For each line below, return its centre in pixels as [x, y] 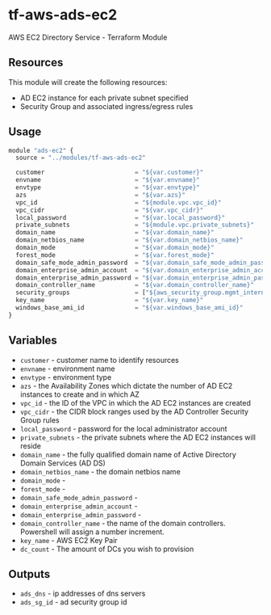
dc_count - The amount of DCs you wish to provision [107, 549]
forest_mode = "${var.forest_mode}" [115, 255]
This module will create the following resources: [88, 82]
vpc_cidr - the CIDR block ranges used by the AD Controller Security [134, 411]
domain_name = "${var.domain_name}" [115, 233]
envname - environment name [67, 369]
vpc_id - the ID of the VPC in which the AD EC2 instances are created [135, 402]
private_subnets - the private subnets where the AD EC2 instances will [138, 437]
